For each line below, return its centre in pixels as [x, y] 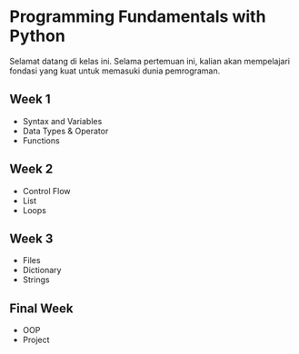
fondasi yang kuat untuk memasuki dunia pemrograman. [115, 71]
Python [37, 36]
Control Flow [46, 191]
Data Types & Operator [65, 131]
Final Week [41, 308]
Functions [41, 140]
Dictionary [42, 270]
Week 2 [31, 169]
